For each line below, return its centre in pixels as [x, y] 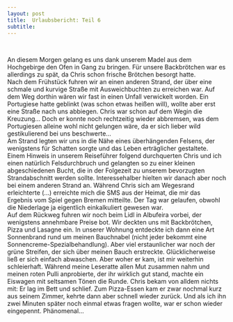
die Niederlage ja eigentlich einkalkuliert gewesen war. [85, 208]
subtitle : [22, 26]
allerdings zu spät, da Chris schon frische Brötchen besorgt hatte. [102, 74]
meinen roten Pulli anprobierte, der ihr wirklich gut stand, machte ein [105, 274]
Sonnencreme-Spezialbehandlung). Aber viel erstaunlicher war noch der [111, 245]
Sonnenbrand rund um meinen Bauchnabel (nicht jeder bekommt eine [107, 237]
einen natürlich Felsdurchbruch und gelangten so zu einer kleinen [101, 163]
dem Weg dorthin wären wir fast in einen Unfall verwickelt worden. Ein [108, 97]
